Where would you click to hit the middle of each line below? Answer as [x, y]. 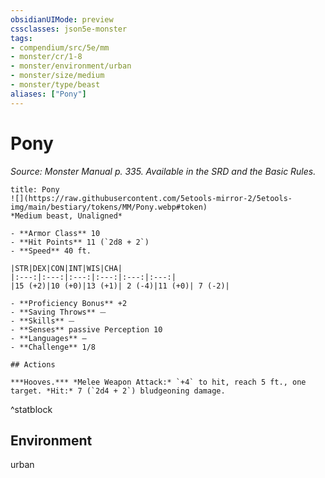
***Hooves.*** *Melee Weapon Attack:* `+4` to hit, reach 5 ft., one [158, 382]
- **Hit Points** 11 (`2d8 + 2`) [80, 242]
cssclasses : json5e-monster [69, 29]
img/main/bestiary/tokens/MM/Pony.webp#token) [109, 207]
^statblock [31, 409]
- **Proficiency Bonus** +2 [69, 303]
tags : [21, 38]
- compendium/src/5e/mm [60, 47]
